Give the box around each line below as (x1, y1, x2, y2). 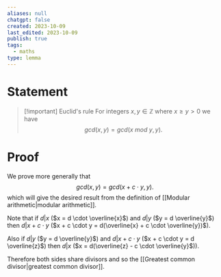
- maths (13, 49, 36, 55)
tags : (7, 42, 23, 49)
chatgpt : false (7, 16, 51, 23)
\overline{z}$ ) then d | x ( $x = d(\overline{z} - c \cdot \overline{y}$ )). (7, 241, 200, 250)
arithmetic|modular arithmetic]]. (7, 200, 97, 209)
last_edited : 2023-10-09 (7, 29, 78, 36)
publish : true (7, 36, 48, 42)
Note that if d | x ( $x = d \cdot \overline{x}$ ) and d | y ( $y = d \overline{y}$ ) (7, 213, 215, 222)
